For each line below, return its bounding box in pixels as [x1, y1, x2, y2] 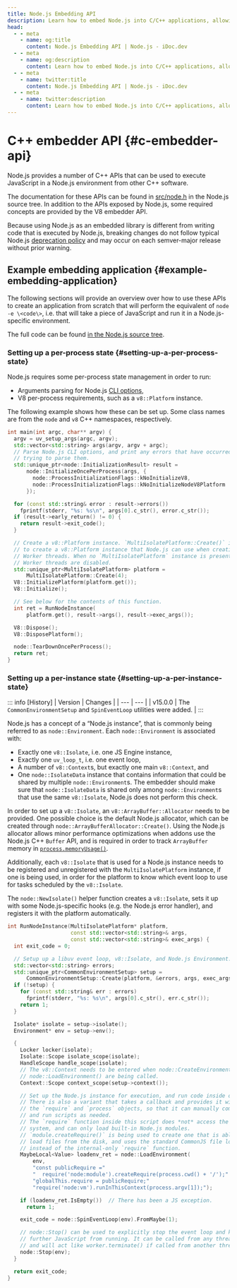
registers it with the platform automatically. [7, 909, 132, 918]
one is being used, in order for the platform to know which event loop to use [7, 873, 228, 882]
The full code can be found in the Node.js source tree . [7, 330, 164, 338]
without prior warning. [7, 243, 72, 252]
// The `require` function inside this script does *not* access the [20, 1118, 229, 1125]
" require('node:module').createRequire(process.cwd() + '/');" [32, 1171, 229, 1178]
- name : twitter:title [20, 76, 87, 83]
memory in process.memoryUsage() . [7, 844, 109, 853]
